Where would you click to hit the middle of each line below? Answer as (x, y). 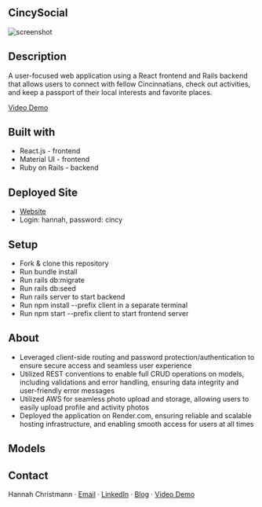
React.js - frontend (50, 151)
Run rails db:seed (47, 288)
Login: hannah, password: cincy (71, 220)
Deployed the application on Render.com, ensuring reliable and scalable (136, 415)
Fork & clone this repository (64, 263)
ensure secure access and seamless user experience (106, 366)
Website (33, 211)
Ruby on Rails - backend (59, 167)
